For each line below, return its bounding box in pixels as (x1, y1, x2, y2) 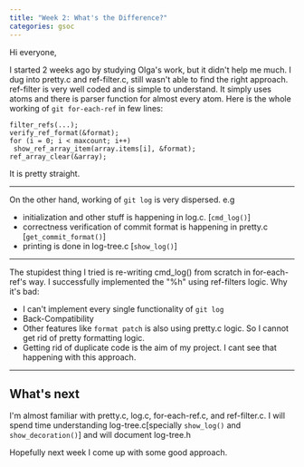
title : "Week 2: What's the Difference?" (9, 13, 168, 23)
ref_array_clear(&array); (9, 151, 107, 161)
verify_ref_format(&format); (9, 128, 119, 137)
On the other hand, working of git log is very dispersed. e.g (9, 194, 235, 205)
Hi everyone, (9, 46, 57, 57)
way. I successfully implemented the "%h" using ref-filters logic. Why (28, 276, 288, 287)
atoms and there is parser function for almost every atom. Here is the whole (9, 92, 291, 104)
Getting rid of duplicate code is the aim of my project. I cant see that (22, 342, 278, 353)
